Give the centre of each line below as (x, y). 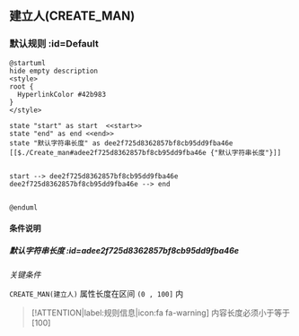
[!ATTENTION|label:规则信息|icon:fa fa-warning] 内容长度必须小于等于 (160, 313)
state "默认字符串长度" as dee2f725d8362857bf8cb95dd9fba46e (121, 143)
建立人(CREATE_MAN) (72, 16)
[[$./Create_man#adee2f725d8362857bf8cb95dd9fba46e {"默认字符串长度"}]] (145, 152)
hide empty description (54, 71)
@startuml (28, 63)
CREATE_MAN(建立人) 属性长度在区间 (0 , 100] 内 (97, 294)
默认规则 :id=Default (54, 44)
